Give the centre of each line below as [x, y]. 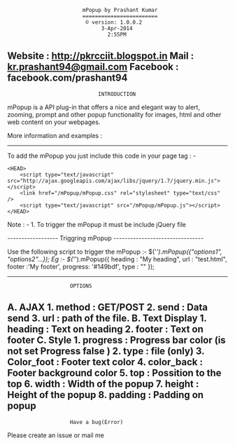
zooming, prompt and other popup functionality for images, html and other [114, 114]
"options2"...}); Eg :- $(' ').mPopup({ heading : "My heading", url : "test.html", [117, 259]
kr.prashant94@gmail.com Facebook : [93, 67]
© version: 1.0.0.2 [113, 22]
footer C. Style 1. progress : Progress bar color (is [116, 340]
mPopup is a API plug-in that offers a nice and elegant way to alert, [104, 107]
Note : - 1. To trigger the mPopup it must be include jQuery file [97, 224]
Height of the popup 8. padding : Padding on [106, 395]
